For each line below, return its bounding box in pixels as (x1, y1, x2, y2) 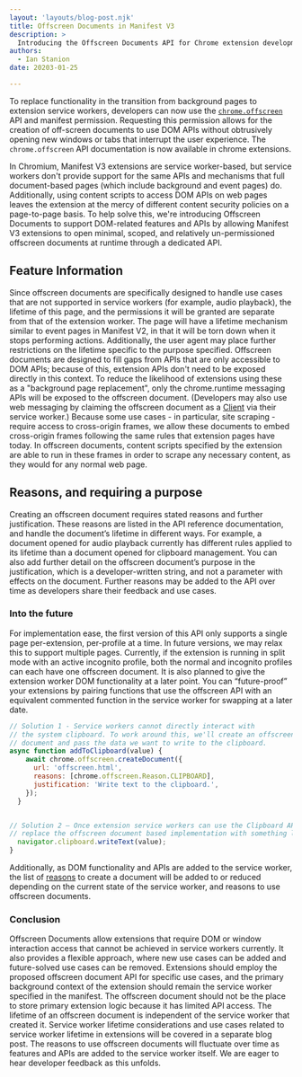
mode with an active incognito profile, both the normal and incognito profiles (9, 657, 293, 667)
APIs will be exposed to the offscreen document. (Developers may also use (9, 392, 288, 402)
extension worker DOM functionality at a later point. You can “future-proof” (9, 675, 288, 686)
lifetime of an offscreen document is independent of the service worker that (9, 1010, 290, 1020)
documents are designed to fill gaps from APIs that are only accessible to (9, 354, 280, 365)
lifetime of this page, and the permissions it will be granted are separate (9, 306, 276, 317)
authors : (9, 47, 42, 56)
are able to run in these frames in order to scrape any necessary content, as (9, 449, 291, 460)
